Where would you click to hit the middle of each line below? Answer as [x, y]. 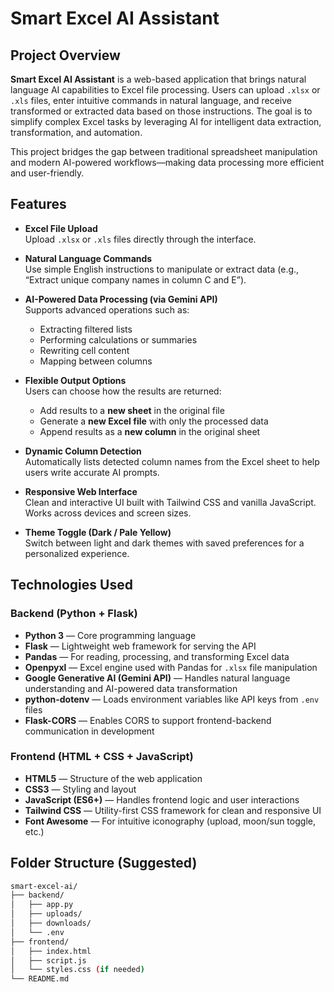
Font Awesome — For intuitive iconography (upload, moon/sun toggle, [170, 821]
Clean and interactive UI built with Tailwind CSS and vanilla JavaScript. [170, 502]
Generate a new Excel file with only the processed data [154, 421]
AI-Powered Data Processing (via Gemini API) [121, 299]
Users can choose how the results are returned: [123, 391]
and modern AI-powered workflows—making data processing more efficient [167, 162]
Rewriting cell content [84, 350]
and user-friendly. [47, 173]
